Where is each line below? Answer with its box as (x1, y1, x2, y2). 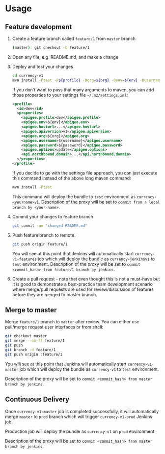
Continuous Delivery (5, 395, 70, 404)
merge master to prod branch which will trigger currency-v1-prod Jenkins (5, 414, 153, 419)
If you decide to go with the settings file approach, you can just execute (12, 170, 158, 175)
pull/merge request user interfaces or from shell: (5, 324, 104, 330)
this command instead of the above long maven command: (12, 175, 131, 181)
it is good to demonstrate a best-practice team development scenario (12, 281, 153, 287)
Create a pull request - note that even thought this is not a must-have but (12, 276, 160, 281)
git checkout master (5, 334, 48, 339)
